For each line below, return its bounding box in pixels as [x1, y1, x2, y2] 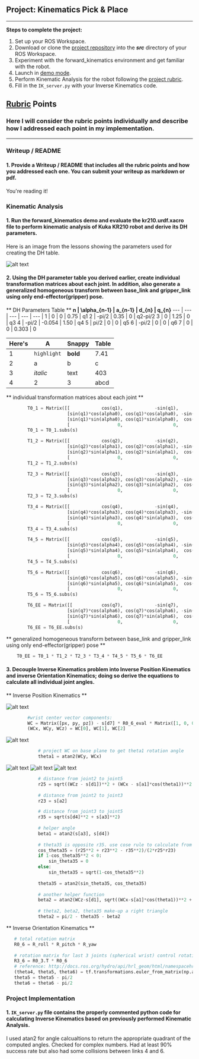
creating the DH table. [6, 249, 60, 256]
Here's [9, 339, 28, 347]
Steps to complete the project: [6, 26, 83, 33]
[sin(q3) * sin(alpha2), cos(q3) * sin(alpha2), [67, 482, 179, 488]
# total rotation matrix [14, 936, 76, 942]
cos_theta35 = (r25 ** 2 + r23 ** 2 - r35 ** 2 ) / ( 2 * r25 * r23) [37, 847, 176, 853]
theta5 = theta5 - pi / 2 [14, 975, 73, 981]
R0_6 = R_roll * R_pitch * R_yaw [14, 941, 97, 947]
